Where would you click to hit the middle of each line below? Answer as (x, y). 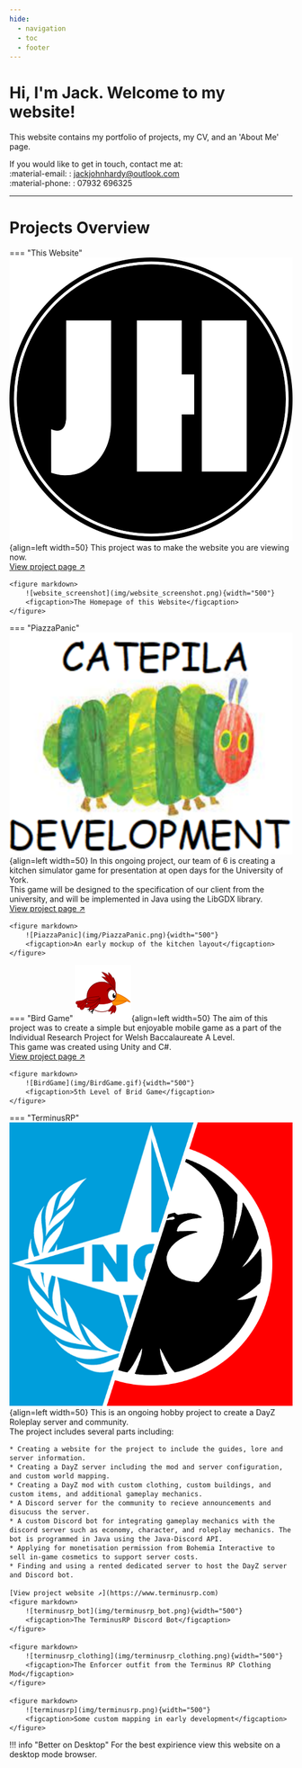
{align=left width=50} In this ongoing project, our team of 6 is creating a (142, 861)
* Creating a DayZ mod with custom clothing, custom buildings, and (140, 1485)
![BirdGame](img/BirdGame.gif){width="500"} (110, 1083)
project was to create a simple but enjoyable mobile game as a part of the (146, 1028)
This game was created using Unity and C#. (91, 1047)
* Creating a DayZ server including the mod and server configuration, (146, 1467)
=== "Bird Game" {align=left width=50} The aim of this (138, 1019)
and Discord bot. (42, 1575)
